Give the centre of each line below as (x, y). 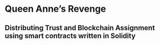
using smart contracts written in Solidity (70, 36)
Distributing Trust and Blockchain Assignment (80, 28)
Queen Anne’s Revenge (55, 9)
